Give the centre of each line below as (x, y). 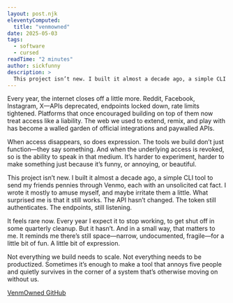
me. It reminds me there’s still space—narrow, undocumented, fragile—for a (116, 236)
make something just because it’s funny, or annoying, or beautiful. (102, 164)
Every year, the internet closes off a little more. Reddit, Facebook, (101, 99)
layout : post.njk (32, 14)
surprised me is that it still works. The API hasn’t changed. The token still (112, 200)
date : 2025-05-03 (32, 33)
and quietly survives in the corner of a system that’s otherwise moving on (113, 272)
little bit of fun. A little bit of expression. (64, 244)
